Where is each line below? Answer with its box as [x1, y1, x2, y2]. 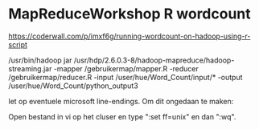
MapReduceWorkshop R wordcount [8, 5, 251, 23]
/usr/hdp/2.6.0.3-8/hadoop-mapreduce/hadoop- [73, 55, 235, 65]
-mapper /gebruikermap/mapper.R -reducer [53, 63, 199, 73]
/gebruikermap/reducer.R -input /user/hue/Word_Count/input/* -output [8, 72, 243, 82]
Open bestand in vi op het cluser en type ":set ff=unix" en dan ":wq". [8, 111, 236, 121]
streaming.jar [8, 63, 52, 73]
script [8, 39, 28, 49]
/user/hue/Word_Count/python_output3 [8, 81, 138, 91]
